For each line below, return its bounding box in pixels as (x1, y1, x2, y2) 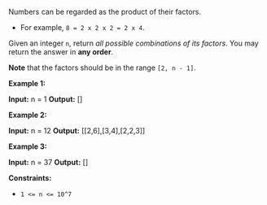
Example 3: (8, 142, 47, 151)
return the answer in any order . (8, 47, 114, 56)
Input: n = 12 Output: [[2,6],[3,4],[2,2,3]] (8, 126, 146, 135)
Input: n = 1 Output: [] (8, 94, 83, 104)
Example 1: (8, 79, 46, 88)
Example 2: (8, 110, 47, 120)
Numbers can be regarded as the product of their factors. (8, 7, 202, 16)
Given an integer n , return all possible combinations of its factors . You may (8, 38, 259, 48)
